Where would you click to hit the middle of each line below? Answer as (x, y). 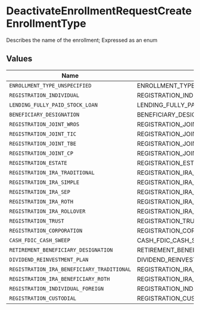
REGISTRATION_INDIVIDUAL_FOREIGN (57, 289)
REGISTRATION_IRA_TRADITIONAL (52, 173)
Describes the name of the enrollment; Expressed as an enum (82, 40)
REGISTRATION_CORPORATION (46, 231)
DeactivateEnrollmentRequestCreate (99, 11)
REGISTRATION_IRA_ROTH (41, 201)
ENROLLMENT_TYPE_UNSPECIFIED (50, 85)
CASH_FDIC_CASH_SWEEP (40, 240)
